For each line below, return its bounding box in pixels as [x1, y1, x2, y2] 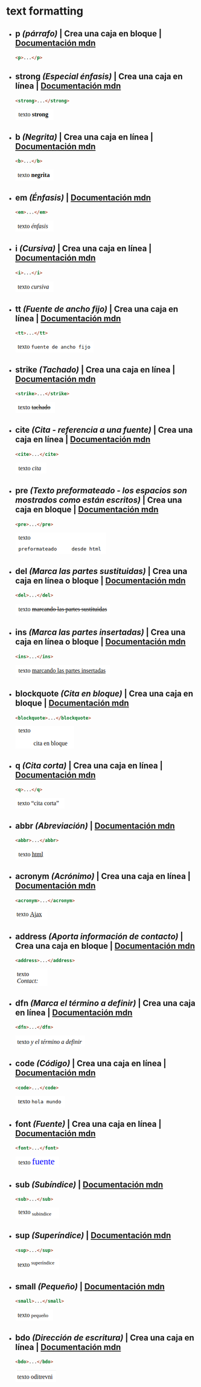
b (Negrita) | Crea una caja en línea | [14, 132, 154, 142]
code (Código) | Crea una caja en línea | [14, 1058, 167, 1069]
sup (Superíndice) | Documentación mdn [14, 1231, 171, 1241]
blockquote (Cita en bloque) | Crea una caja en [14, 689, 193, 699]
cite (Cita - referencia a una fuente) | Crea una [14, 425, 193, 435]
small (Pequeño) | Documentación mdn [14, 1282, 165, 1292]
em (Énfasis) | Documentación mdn [14, 192, 152, 202]
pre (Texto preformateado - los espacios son [14, 486, 187, 496]
